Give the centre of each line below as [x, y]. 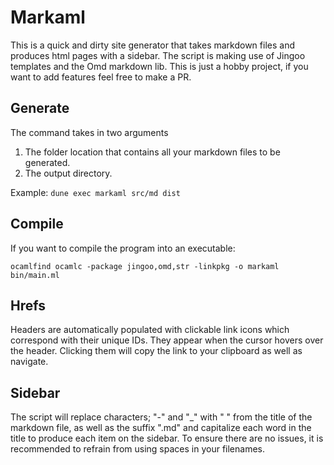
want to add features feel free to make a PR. [101, 77]
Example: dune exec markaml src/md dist [95, 192]
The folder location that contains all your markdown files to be [152, 152]
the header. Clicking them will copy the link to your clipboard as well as [156, 351]
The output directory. [68, 173]
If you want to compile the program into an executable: [123, 248]
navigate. [29, 362]
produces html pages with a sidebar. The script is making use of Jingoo [158, 55]
